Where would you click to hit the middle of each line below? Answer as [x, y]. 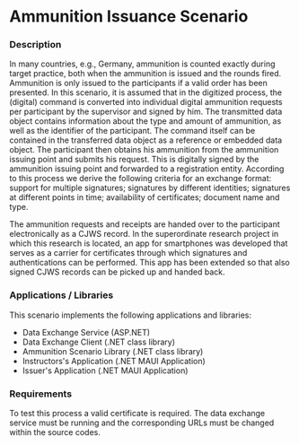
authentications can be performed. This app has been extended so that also [149, 263]
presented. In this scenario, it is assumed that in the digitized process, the [146, 92]
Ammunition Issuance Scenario [129, 17]
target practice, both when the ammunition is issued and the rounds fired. [145, 74]
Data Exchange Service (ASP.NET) [86, 332]
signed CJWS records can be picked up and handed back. [118, 272]
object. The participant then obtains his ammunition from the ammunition [144, 150]
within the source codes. [55, 432]
